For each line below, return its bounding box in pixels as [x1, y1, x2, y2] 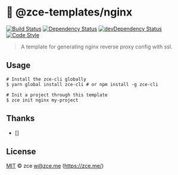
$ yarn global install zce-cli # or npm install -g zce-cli [6, 81, 159, 87]
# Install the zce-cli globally [6, 76, 86, 82]
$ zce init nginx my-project [6, 97, 79, 103]
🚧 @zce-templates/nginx [6, 5, 133, 19]
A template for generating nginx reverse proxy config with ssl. [20, 43, 173, 50]
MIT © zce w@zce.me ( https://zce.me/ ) [6, 162, 104, 170]
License [6, 146, 36, 156]
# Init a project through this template [6, 92, 108, 98]
